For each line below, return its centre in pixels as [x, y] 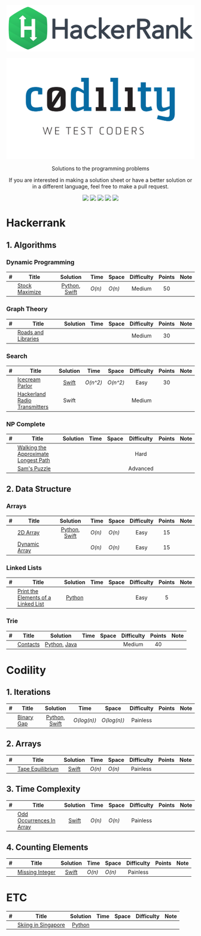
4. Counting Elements [47, 847]
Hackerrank [36, 223]
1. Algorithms [31, 245]
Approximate [33, 454]
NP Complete [26, 424]
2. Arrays [24, 744]
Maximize [29, 291]
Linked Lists [24, 567]
